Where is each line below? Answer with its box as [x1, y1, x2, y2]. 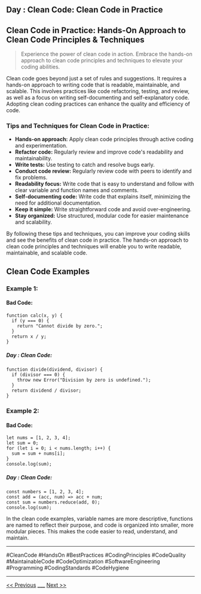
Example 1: [6, 284, 38, 293]
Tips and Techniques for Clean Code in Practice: [6, 122, 150, 130]
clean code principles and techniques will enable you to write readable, [6, 242, 182, 250]
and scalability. [14, 218, 52, 226]
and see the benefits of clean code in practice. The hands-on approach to [6, 236, 188, 244]
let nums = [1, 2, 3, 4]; [6, 435, 71, 441]
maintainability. [14, 154, 53, 161]
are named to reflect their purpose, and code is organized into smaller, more [6, 521, 194, 529]
